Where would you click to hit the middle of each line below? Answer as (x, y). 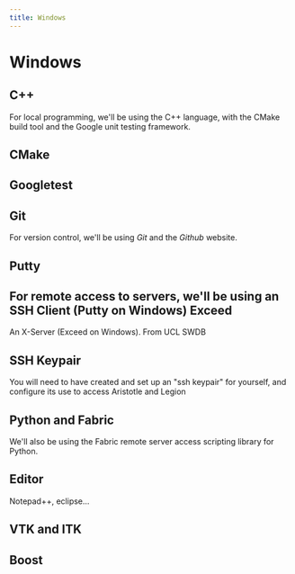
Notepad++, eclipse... (49, 501)
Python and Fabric (62, 420)
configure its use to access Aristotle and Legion (98, 391)
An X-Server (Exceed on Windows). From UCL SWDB (108, 332)
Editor (27, 479)
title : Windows (38, 18)
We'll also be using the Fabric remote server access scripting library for (142, 442)
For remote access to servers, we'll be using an (144, 296)
